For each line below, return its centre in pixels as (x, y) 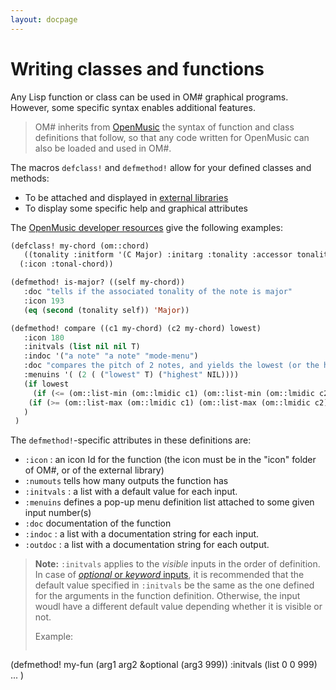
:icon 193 (44, 301)
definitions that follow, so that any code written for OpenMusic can (172, 137)
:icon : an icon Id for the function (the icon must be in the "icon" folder (170, 460)
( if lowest (46, 384)
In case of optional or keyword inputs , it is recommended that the (169, 575)
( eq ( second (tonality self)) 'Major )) (106, 310)
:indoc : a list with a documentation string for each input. (142, 534)
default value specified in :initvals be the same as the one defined (174, 585)
